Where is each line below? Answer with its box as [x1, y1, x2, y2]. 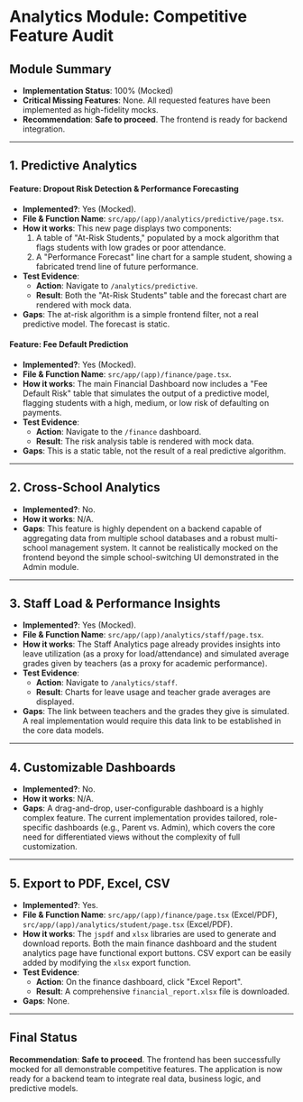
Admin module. [22, 561, 79, 572]
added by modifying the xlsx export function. [22, 958, 191, 969]
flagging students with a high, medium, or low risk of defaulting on [22, 397, 270, 408]
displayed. [35, 696, 75, 707]
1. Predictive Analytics [9, 158, 138, 173]
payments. [22, 407, 62, 418]
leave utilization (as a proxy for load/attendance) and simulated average [22, 648, 289, 659]
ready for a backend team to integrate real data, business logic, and [9, 1073, 262, 1084]
